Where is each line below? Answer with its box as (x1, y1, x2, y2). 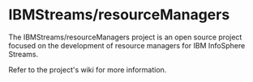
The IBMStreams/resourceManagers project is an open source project (8, 32, 242, 42)
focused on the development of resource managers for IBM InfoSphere (8, 40, 246, 50)
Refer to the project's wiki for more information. (8, 64, 167, 74)
